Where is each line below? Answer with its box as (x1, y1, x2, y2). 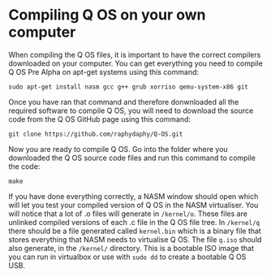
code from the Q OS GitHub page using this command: (8, 114, 191, 123)
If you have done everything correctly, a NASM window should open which (8, 191, 259, 201)
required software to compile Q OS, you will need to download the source (8, 106, 254, 115)
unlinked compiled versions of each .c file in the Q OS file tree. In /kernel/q (8, 217, 260, 227)
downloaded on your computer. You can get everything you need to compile (8, 58, 264, 68)
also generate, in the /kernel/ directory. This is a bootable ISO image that (8, 243, 254, 253)
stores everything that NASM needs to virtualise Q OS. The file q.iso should (8, 234, 262, 245)
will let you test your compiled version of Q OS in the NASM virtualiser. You (8, 200, 259, 210)
